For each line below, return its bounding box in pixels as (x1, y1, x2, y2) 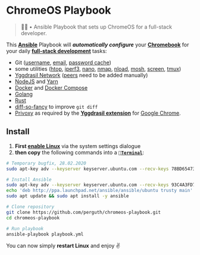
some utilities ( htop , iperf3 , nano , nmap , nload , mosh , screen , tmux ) (14, 65, 182, 72)
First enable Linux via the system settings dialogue (14, 142, 141, 149)
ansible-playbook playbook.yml (6, 231, 84, 237)
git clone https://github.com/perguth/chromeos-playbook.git (6, 209, 161, 215)
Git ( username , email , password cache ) (14, 59, 112, 66)
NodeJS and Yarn (14, 78, 58, 85)
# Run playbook (6, 225, 44, 232)
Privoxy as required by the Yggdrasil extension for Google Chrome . (14, 109, 182, 117)
